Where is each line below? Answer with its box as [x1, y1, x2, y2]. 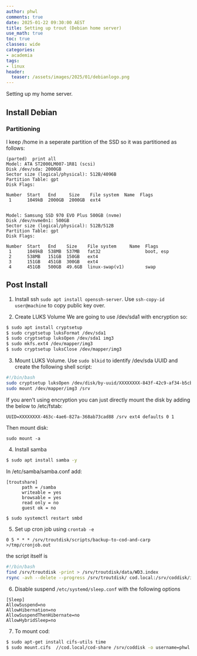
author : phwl [6, 8, 38, 15]
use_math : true [6, 31, 43, 36]
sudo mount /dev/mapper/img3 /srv [6, 386, 91, 391]
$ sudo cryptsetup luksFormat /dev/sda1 [6, 330, 107, 336]
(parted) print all [6, 156, 57, 162]
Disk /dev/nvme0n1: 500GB [6, 217, 69, 223]
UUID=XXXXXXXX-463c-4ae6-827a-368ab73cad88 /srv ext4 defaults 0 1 [6, 414, 175, 420]
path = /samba [21, 484, 57, 490]
